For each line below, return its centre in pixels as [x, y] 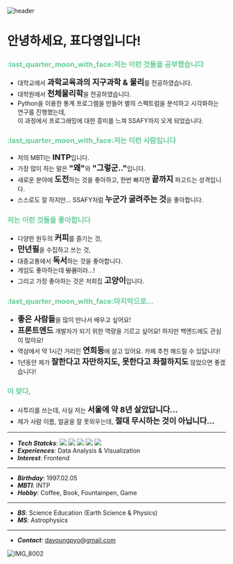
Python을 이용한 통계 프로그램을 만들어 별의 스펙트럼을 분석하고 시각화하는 [118, 104]
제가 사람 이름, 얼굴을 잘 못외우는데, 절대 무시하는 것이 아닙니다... [116, 421]
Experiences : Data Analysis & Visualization [79, 450]
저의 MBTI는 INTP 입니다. [53, 157]
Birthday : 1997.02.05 [47, 478]
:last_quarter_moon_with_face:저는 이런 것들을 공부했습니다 [106, 65]
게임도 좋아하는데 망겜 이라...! [56, 271]
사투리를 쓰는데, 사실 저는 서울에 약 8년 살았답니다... [97, 409]
